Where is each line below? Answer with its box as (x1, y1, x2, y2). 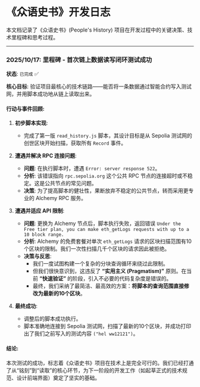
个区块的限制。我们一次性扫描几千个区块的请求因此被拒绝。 (23, 245, 170, 252)
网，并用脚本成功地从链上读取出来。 (6, 90, 95, 98)
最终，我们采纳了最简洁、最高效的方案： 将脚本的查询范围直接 (32, 282, 185, 289)
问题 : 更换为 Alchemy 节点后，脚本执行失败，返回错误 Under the (23, 220, 182, 227)
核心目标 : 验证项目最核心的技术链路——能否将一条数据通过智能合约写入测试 (6, 83, 192, 90)
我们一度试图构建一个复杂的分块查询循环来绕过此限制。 (32, 260, 168, 267)
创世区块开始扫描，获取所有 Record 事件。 (23, 139, 127, 146)
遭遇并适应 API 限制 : (14, 207, 64, 214)
